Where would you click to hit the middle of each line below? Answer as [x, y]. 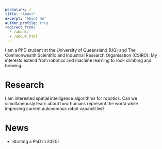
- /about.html [24, 37]
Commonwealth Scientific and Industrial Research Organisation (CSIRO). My [81, 55]
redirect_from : [20, 27]
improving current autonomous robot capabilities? [55, 108]
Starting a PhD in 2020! [35, 141]
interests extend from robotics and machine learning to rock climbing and [78, 60]
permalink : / [18, 9]
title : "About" [20, 14]
